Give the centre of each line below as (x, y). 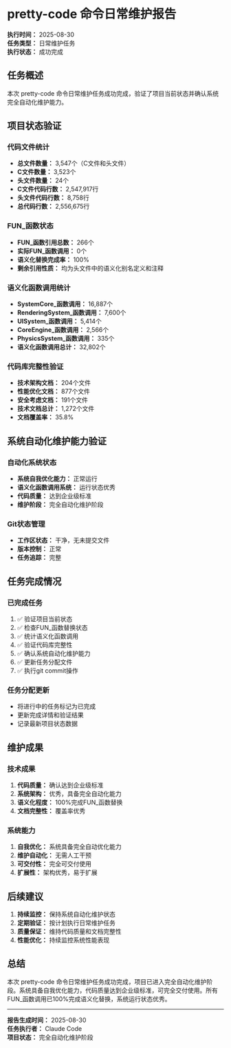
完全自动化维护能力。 (37, 102)
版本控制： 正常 (39, 549)
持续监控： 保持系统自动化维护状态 (66, 914)
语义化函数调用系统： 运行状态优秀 (66, 488)
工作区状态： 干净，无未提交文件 (63, 541)
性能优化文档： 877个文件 (54, 391)
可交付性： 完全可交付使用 (54, 864)
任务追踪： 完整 (39, 558)
